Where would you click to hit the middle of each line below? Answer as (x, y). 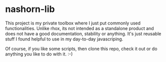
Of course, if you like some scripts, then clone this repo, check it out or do (81, 48)
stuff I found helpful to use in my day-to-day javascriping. (64, 39)
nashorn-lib (30, 9)
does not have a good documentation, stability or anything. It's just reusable (83, 33)
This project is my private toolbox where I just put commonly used (73, 23)
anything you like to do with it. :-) (39, 54)
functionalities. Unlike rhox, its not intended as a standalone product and (80, 28)
